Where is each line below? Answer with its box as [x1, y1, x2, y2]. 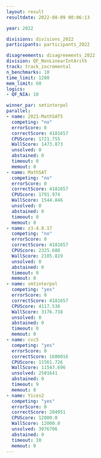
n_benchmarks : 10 [6, 69, 50, 75]
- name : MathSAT [6, 169, 47, 175]
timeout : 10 [11, 437, 42, 443]
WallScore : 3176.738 [11, 309, 63, 315]
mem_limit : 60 [6, 80, 42, 86]
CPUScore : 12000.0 [11, 415, 58, 421]
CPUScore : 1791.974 [11, 191, 61, 198]
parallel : [6, 108, 31, 114]
